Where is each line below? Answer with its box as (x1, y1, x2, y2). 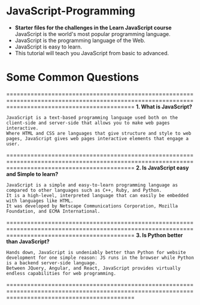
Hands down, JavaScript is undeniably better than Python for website (6, 249, 186, 255)
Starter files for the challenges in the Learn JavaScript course (14, 24, 172, 31)
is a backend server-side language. (6, 259, 98, 266)
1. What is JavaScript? (135, 103, 193, 110)
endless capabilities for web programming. (6, 270, 117, 276)
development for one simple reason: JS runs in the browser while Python (6, 255, 195, 261)
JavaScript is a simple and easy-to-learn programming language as (6, 182, 178, 188)
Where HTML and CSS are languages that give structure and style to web (6, 130, 192, 136)
